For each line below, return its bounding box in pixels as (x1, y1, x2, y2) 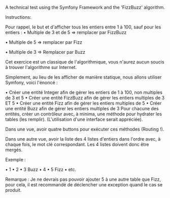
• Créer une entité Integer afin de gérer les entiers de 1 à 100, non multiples (5, 89, 162, 95)
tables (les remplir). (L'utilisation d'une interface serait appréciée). (5, 116, 143, 122)
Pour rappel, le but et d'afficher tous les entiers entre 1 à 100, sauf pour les (5, 24, 161, 30)
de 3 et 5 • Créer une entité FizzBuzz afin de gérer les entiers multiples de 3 (5, 95, 165, 101)
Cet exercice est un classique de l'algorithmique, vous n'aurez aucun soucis (5, 59, 164, 65)
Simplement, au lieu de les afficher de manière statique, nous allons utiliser (5, 74, 162, 80)
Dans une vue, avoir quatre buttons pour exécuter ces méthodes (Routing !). (5, 126, 164, 132)
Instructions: (5, 14, 31, 20)
